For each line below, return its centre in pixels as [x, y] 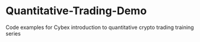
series [13, 33]
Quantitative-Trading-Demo [76, 11]
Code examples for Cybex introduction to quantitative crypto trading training [100, 27]
